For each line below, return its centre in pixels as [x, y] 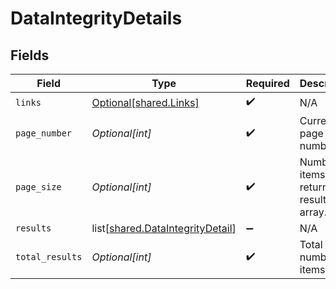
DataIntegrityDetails [96, 18]
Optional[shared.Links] [145, 102]
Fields [30, 55]
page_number [44, 133]
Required [267, 83]
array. [313, 212]
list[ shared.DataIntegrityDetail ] [164, 228]
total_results [49, 257]
